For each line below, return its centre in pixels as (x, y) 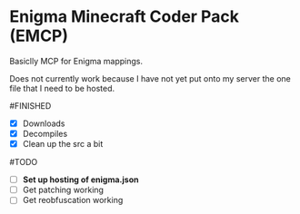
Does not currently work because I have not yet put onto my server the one (150, 78)
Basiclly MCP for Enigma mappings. (76, 61)
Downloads (44, 123)
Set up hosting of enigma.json (80, 180)
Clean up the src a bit (63, 144)
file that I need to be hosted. (62, 88)
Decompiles (45, 134)
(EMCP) (39, 36)
